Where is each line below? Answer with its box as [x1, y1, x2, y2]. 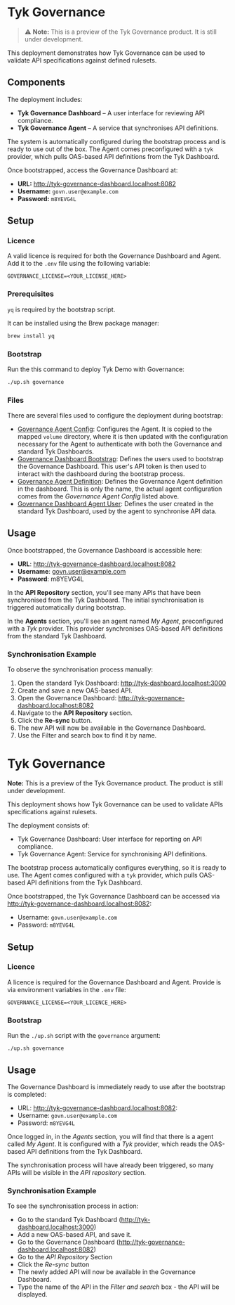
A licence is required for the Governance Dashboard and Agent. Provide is [7, 978, 222, 986]
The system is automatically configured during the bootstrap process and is [7, 137, 227, 146]
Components [7, 77, 65, 89]
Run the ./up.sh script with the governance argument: [7, 1031, 161, 1040]
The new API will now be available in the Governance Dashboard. [17, 724, 206, 732]
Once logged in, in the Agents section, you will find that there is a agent [7, 1132, 214, 1140]
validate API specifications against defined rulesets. [7, 56, 157, 64]
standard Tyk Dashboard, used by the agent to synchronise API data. [17, 507, 217, 515]
